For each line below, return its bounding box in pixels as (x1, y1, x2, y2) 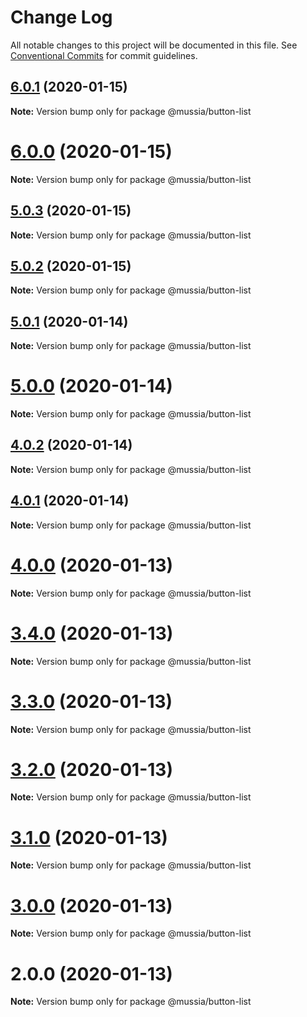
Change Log (10, 6, 113, 29)
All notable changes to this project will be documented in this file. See (10, 39, 298, 51)
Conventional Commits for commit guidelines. (10, 49, 198, 61)
